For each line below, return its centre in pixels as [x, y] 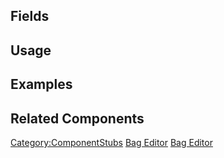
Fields [30, 16]
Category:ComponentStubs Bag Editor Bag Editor [111, 142]
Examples [41, 84]
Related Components [77, 118]
